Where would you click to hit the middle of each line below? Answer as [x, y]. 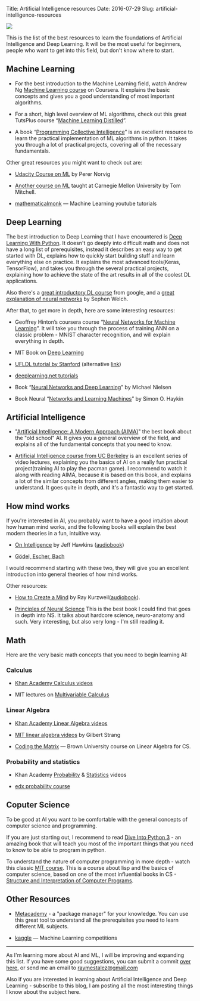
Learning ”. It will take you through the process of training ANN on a [97, 328]
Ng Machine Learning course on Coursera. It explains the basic [92, 89]
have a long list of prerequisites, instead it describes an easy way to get [94, 249]
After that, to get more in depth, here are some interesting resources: [91, 310]
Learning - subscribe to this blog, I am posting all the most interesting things [100, 985]
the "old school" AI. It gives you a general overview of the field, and [98, 438]
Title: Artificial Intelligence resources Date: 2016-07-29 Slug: [80, 9]
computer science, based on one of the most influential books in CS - [91, 874]
